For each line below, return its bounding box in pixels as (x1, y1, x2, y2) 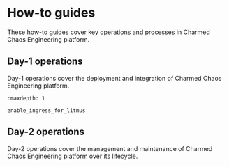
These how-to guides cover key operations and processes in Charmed (7, 28, 211, 36)
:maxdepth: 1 (7, 95, 45, 102)
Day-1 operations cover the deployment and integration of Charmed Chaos (7, 74, 222, 82)
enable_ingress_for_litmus (7, 106, 86, 114)
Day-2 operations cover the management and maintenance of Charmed (7, 144, 213, 152)
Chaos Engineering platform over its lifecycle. (7, 152, 138, 160)
